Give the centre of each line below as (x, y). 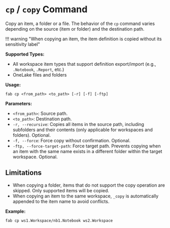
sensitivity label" (23, 44)
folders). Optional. (32, 135)
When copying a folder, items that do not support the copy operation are (89, 185)
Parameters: (19, 104)
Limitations (23, 173)
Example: (16, 211)
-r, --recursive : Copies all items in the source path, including (78, 124)
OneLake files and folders (40, 74)
